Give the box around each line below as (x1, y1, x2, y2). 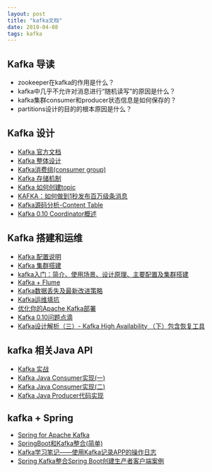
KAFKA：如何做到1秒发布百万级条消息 (17, 192, 128, 200)
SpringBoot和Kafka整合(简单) (17, 439, 103, 448)
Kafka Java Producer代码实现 (17, 391, 104, 400)
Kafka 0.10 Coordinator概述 (17, 209, 97, 218)
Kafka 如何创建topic (17, 183, 76, 191)
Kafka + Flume (17, 277, 61, 287)
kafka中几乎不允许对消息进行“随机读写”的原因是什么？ (17, 87, 176, 96)
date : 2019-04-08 (7, 23, 59, 30)
